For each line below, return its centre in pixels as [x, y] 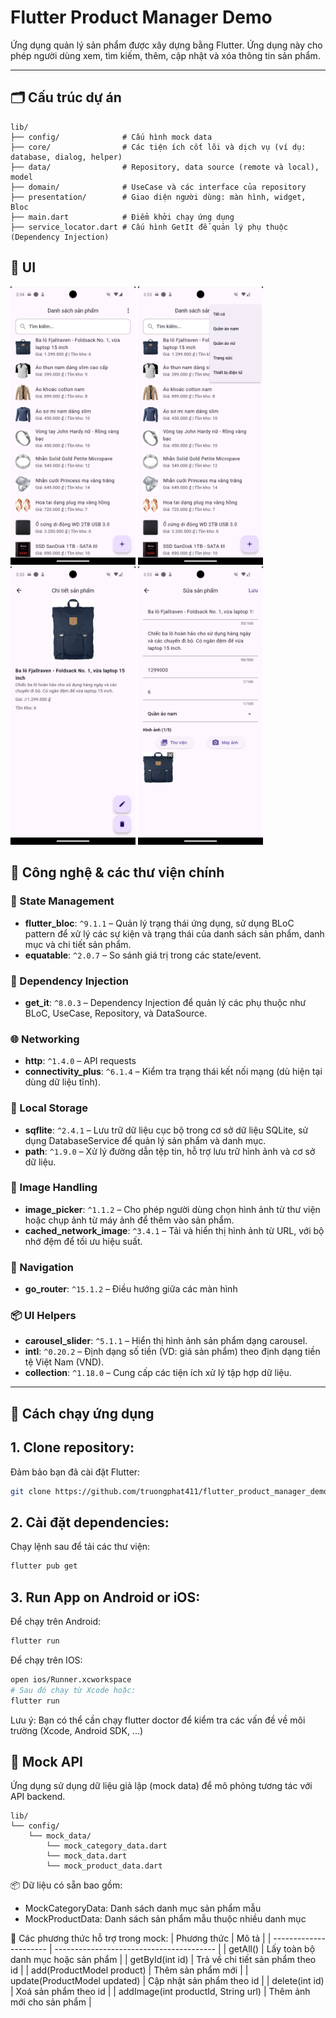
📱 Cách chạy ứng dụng [82, 1413]
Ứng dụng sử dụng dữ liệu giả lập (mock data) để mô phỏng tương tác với [161, 1786]
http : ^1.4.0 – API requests [80, 1061]
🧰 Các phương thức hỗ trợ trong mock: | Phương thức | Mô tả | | [141, 1938]
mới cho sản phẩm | [51, 2002]
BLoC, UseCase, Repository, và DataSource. [116, 1013]
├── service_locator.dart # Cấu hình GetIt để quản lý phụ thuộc [149, 227]
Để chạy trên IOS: [46, 1660]
